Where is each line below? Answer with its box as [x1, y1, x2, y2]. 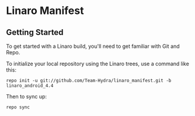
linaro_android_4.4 [6, 83, 54, 89]
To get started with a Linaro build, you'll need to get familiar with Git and [6, 43, 180, 50]
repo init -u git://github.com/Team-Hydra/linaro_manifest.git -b [6, 78, 172, 83]
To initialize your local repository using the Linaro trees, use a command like [6, 60, 189, 67]
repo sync [6, 104, 30, 110]
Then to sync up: [6, 93, 47, 100]
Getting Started [6, 27, 64, 37]
